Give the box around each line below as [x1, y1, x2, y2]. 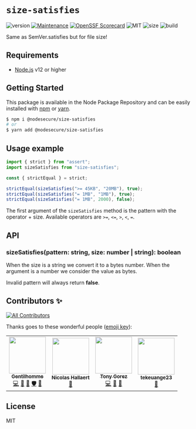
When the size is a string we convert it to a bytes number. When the [6, 261, 170, 269]
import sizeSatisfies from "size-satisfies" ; [6, 164, 119, 170]
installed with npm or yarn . [6, 105, 70, 112]
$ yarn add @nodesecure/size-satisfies [6, 127, 104, 133]
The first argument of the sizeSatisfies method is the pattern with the [6, 207, 177, 214]
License [6, 401, 36, 411]
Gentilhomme [11, 373, 44, 380]
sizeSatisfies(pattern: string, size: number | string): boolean [6, 248, 181, 256]
